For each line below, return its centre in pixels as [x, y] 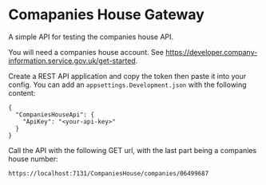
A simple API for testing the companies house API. [91, 37]
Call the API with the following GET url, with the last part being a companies [133, 150]
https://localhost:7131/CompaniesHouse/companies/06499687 [109, 173]
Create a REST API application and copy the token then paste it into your [127, 76]
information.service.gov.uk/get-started [72, 61]
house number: [33, 159]
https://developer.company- [211, 52]
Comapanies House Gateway [107, 15]
